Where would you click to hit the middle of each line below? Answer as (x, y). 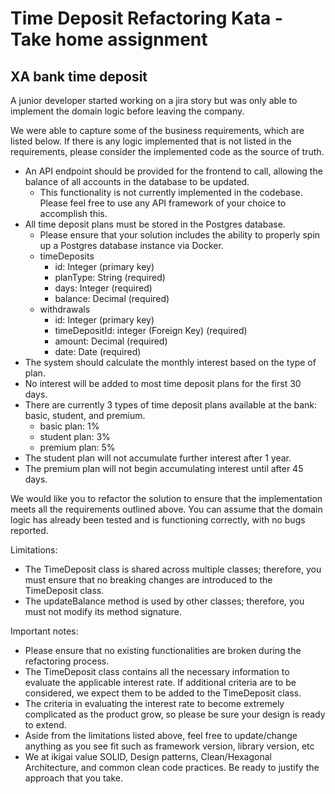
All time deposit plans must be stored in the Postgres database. (155, 224)
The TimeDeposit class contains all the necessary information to (157, 671)
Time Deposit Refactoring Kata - (146, 18)
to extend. (45, 725)
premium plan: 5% (77, 447)
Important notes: (44, 631)
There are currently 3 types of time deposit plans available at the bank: (171, 405)
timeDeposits (67, 256)
